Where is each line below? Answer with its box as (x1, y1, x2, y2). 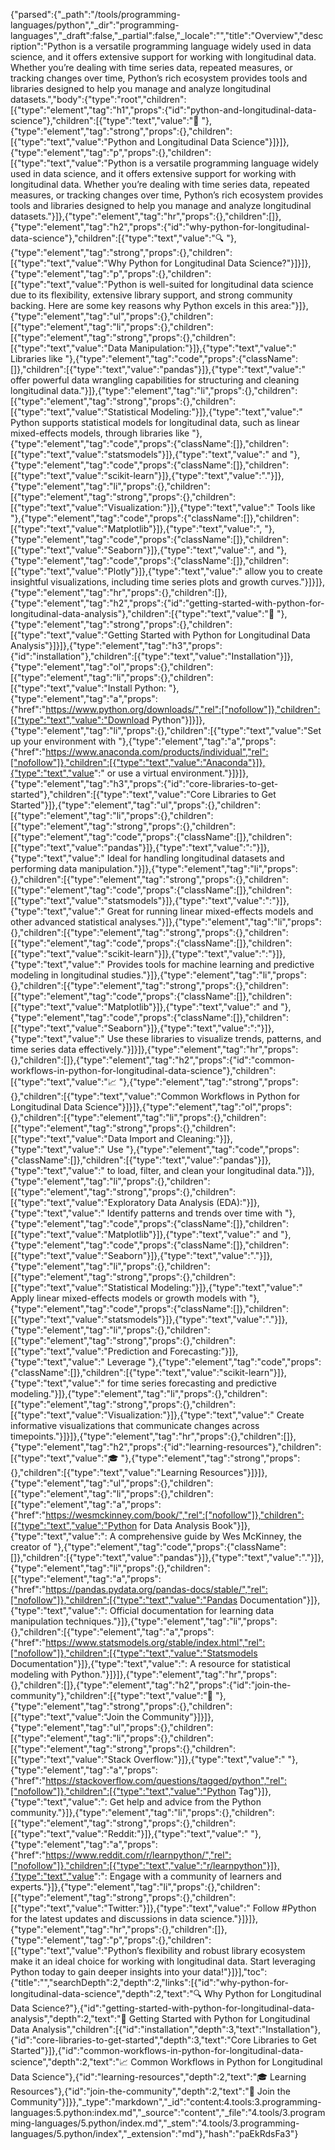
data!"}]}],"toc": (203, 1966, 268, 1978)
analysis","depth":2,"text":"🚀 (10, 2013, 127, 2024)
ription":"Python (10, 40, 77, 52)
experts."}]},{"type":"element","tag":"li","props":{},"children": (10, 1881, 261, 1893)
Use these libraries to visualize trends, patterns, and (106, 1033, 322, 1044)
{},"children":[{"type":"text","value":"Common (10, 1090, 199, 1102)
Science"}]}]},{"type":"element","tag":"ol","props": (84, 1101, 293, 1113)
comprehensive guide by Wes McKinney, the (118, 1530, 302, 1542)
